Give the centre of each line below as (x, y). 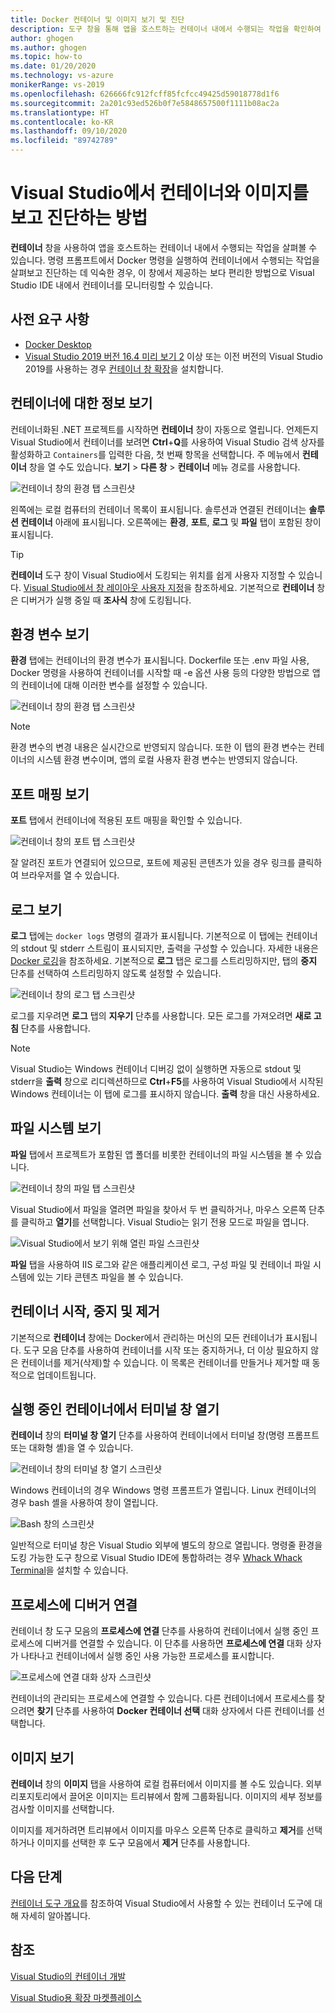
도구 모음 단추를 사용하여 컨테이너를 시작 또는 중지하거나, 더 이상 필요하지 (166, 1350)
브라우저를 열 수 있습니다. (70, 875)
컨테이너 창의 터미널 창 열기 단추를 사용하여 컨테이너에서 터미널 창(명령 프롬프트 (165, 1435)
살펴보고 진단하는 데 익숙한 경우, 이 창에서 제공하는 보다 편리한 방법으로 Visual (162, 272)
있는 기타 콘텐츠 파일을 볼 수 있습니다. (110, 1277)
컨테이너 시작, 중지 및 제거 (85, 1311)
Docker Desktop (58, 344)
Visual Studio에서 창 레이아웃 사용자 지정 (104, 587)
